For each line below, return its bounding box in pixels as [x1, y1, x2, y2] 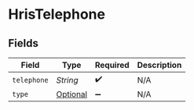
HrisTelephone [8, 5, 106, 23]
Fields [8, 37, 39, 50]
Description [137, 60, 182, 70]
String [56, 74, 79, 85]
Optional [56, 89, 88, 99]
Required [94, 60, 130, 70]
